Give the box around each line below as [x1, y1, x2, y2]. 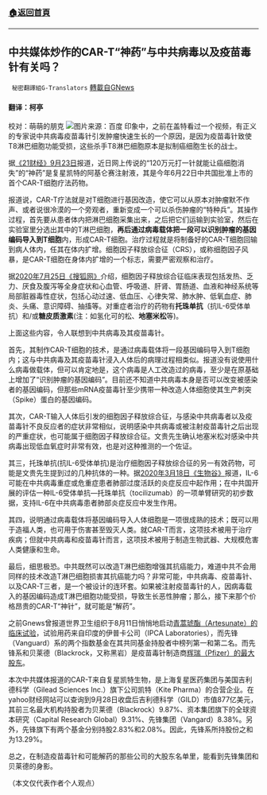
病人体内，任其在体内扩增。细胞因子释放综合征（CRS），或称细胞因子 [14, 245, 242, 254]
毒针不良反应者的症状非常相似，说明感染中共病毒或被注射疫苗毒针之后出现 [14, 421, 259, 431]
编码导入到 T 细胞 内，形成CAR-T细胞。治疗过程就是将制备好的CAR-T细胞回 [8, 235, 251, 244]
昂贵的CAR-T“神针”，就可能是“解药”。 [14, 602, 140, 611]
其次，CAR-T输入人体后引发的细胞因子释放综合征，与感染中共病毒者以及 [8, 412, 246, 421]
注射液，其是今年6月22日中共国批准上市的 [114, 169, 253, 178]
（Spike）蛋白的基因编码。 [8, 395, 97, 405]
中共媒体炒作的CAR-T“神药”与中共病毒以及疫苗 [8, 45, 241, 59]
